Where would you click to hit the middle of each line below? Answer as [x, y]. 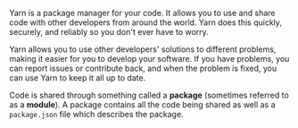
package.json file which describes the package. [97, 114]
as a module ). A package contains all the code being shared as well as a [142, 105]
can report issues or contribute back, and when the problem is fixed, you [143, 68]
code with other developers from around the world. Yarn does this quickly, [146, 22]
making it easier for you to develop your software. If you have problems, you [149, 59]
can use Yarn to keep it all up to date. [78, 78]
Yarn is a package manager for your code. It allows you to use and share [142, 13]
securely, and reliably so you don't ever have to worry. [109, 32]
